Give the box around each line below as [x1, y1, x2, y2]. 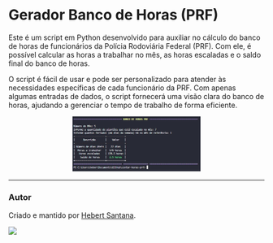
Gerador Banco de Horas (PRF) [8, 6, 219, 24]
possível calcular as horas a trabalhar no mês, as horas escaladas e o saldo [8, 50, 262, 59]
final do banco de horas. [8, 59, 91, 68]
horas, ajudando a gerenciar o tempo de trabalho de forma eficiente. [8, 100, 238, 110]
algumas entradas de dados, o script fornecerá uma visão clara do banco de [8, 91, 265, 101]
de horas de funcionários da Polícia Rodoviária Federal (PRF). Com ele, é [8, 41, 252, 50]
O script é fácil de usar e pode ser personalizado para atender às [8, 74, 227, 84]
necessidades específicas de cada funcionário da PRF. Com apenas [8, 83, 236, 93]
